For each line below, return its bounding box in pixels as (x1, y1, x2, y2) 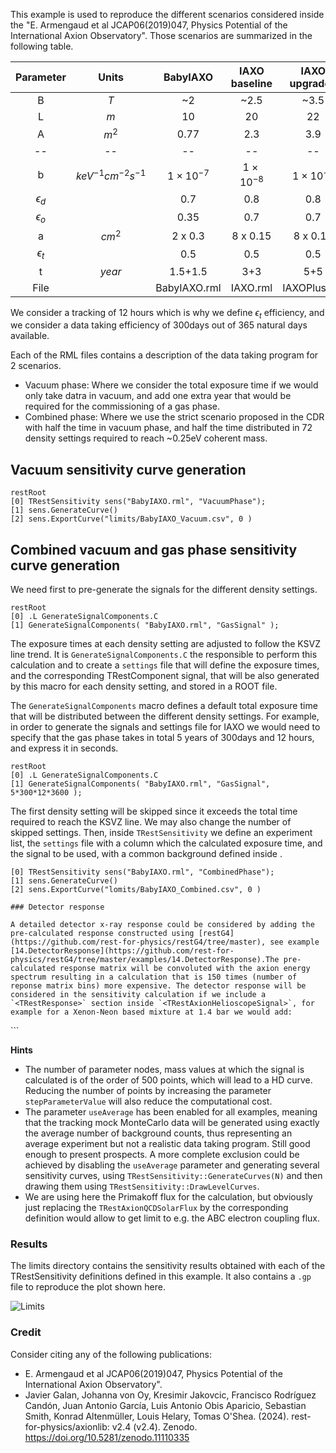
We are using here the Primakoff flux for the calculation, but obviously (24, 1190, 313, 1203)
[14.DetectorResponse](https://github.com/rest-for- (10, 945, 235, 956)
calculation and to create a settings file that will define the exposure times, (10, 659, 320, 671)
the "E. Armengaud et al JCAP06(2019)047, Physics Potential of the (10, 19, 288, 31)
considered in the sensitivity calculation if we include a (10, 989, 267, 999)
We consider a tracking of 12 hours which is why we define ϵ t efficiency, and (10, 306, 325, 321)
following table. (10, 40, 74, 52)
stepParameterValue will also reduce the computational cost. (24, 1095, 273, 1107)
